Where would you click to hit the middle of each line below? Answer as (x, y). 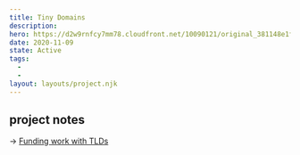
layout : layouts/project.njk (63, 84)
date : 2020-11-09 (42, 42)
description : (33, 26)
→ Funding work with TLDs (59, 141)
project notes (47, 120)
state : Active (36, 51)
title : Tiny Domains (48, 17)
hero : (19, 34)
